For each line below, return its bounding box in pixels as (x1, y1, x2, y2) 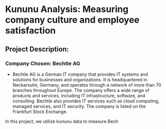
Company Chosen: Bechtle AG (5, 60, 80, 67)
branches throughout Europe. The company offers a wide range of (12, 87, 150, 93)
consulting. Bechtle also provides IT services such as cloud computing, (12, 98, 159, 104)
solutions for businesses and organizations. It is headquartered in (12, 76, 147, 82)
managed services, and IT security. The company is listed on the (12, 103, 146, 109)
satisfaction (5, 25, 56, 36)
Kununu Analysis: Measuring (5, 4, 128, 15)
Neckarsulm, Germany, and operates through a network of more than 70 (12, 82, 161, 88)
